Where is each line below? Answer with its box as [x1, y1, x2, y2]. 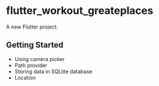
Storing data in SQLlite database [14, 68, 92, 75]
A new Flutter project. [6, 23, 58, 30]
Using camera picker [14, 55, 65, 62]
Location [14, 74, 36, 81]
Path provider [14, 62, 48, 69]
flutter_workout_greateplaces [6, 4, 154, 17]
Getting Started [6, 40, 64, 50]
